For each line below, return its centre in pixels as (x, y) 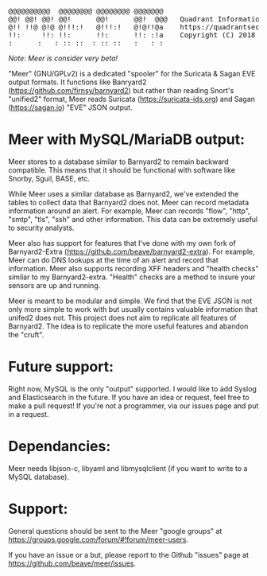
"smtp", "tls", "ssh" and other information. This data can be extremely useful (133, 219)
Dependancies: (60, 447)
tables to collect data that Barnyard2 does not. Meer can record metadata (129, 202)
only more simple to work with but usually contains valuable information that (133, 309)
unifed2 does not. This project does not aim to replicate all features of (122, 317)
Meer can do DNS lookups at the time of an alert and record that (113, 260)
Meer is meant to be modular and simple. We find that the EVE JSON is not (130, 301)
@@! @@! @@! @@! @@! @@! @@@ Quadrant (111, 19)
